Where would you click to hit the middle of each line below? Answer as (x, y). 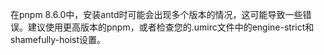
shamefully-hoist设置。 (58, 39)
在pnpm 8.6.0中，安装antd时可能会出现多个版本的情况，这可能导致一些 (156, 14)
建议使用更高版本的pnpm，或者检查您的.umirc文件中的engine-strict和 (171, 27)
